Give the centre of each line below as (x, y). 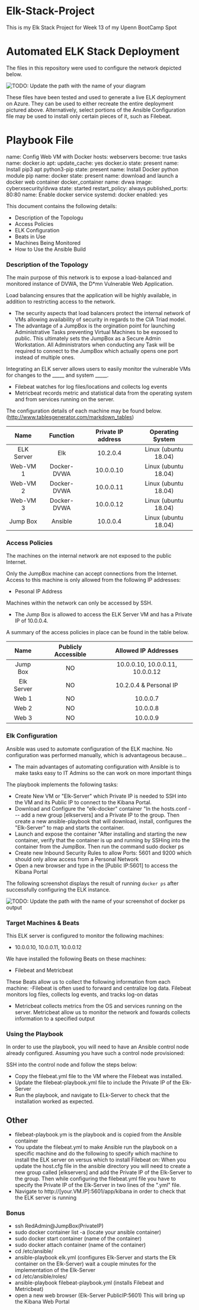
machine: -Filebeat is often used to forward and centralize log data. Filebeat (99, 988)
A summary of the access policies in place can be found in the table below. (98, 632)
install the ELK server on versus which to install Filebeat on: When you (100, 1160)
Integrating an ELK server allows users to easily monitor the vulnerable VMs (99, 369)
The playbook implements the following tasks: (62, 784)
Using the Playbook (35, 1034)
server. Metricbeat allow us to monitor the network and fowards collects (102, 1012)
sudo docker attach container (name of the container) (80, 1245)
